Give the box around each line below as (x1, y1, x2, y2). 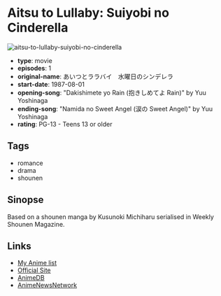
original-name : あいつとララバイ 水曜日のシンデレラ (17, 72, 173, 80)
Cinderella (7, 20, 69, 36)
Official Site (17, 266, 51, 274)
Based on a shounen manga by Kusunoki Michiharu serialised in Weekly (7, 212, 215, 221)
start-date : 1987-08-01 (17, 80, 85, 88)
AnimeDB (17, 274, 45, 282)
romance (17, 159, 43, 167)
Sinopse (7, 194, 44, 206)
